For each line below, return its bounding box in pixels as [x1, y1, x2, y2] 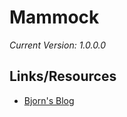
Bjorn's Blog [23, 94, 75, 106]
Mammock [9, 6, 100, 29]
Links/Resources [9, 68, 117, 85]
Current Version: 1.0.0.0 [9, 39, 107, 51]
